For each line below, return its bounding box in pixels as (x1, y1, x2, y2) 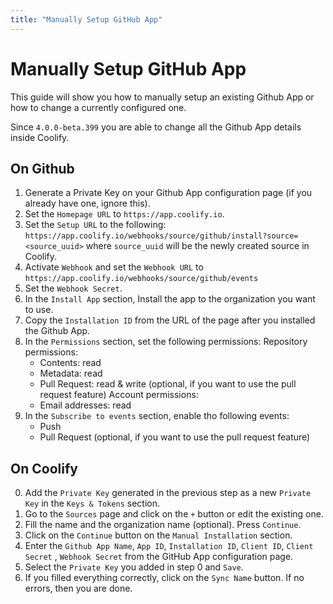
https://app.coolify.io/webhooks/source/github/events (24, 274, 259, 284)
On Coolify (10, 460, 78, 477)
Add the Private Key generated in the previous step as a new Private (24, 487, 312, 499)
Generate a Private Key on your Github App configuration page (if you (24, 187, 313, 199)
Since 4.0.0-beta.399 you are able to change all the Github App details (10, 121, 302, 133)
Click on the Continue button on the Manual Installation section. (24, 529, 293, 541)
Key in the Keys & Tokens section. (24, 497, 161, 510)
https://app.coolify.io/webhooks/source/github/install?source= (24, 231, 299, 241)
